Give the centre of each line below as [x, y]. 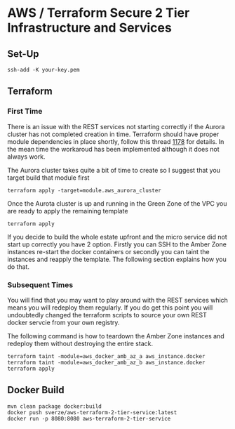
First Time [25, 112]
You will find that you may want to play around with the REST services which [117, 300]
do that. [19, 266]
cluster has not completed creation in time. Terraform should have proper [113, 134]
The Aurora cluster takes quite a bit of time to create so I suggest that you [114, 170]
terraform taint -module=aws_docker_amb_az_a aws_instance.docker [106, 356]
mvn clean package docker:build [54, 406]
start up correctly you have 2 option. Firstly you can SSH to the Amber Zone [117, 244]
